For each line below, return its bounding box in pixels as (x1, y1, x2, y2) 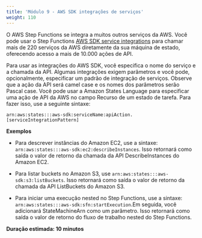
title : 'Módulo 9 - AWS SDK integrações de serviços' (6, 8, 144, 15)
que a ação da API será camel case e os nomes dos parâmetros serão (6, 81, 180, 88)
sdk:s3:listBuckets (14, 177, 64, 183)
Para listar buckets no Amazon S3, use (14, 169, 111, 177)
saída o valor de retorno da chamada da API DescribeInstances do (14, 151, 180, 159)
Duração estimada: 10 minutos (6, 225, 84, 232)
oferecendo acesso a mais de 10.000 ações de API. (6, 50, 133, 57)
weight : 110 (6, 14, 36, 20)
